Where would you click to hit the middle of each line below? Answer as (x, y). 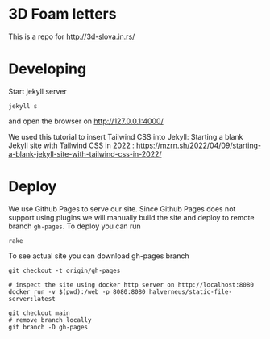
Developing (48, 69)
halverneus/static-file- (190, 291)
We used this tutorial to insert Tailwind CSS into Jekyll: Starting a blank (126, 136)
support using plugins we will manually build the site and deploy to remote (131, 217)
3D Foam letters (62, 14)
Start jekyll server (37, 91)
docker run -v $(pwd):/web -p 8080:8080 (77, 291)
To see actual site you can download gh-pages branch (99, 256)
